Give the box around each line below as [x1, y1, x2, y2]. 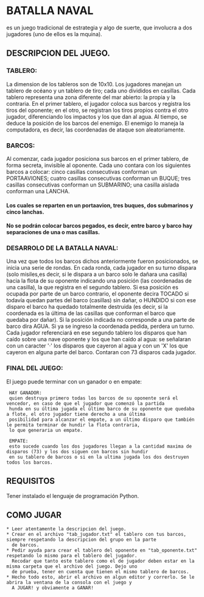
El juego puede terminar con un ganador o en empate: [6, 377, 142, 385]
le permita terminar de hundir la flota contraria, [6, 421, 140, 428]
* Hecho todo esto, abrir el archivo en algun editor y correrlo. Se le [6, 574, 195, 580]
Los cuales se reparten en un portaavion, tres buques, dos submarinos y [6, 201, 194, 209]
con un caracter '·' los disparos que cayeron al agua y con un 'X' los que [6, 342, 188, 349]
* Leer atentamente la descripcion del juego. [6, 526, 127, 532]
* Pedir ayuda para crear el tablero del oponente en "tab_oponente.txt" [6, 547, 198, 554]
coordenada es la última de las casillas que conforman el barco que [6, 310, 176, 317]
